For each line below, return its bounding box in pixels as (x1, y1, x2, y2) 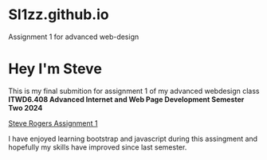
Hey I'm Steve (8, 60, 102, 78)
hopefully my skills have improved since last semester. (8, 142, 187, 152)
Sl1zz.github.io (8, 6, 109, 24)
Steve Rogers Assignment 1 (8, 118, 98, 128)
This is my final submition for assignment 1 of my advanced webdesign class (8, 86, 260, 96)
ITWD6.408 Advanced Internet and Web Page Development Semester (8, 94, 245, 104)
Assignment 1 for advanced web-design (8, 32, 139, 41)
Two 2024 (8, 103, 43, 112)
